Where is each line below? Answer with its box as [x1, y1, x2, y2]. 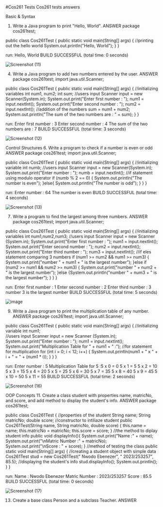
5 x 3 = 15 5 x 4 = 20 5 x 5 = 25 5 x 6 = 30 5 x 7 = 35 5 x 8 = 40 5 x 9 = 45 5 [5, 368, 158, 374]
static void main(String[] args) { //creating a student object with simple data [5, 449, 157, 454]
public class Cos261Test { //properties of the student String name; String [5, 412, 151, 418]
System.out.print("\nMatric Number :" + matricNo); [5, 438, 107, 444]
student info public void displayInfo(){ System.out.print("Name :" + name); [5, 433, 154, 438]
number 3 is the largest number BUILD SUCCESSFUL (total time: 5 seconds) [5, 290, 158, 295]
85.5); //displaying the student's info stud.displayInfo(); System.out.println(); [5, 459, 158, 464]
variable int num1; [5, 328, 41, 334]
